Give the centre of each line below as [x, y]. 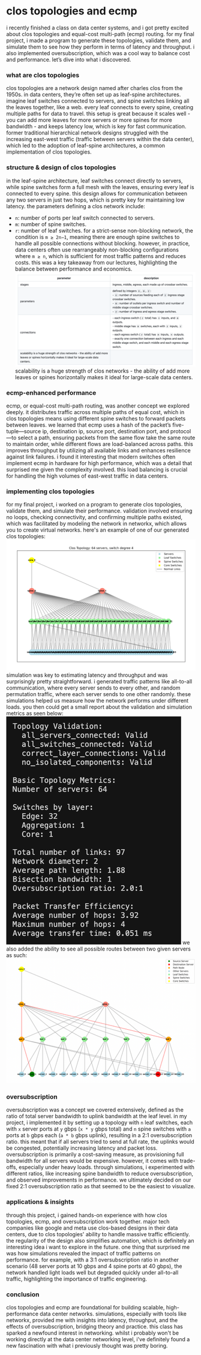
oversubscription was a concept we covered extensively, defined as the [95, 1110]
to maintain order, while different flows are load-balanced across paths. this [100, 444]
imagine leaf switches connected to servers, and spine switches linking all [98, 101]
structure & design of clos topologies [61, 167]
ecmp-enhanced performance [51, 392]
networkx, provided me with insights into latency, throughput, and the [92, 1320]
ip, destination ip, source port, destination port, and [106, 431]
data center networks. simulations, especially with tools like [113, 1314]
